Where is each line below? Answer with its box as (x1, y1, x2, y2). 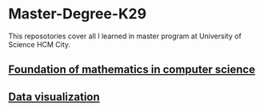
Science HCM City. (8, 39, 70, 49)
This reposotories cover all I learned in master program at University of (8, 31, 242, 41)
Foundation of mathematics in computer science (8, 63, 256, 77)
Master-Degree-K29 (8, 5, 146, 23)
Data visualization (8, 89, 100, 104)
